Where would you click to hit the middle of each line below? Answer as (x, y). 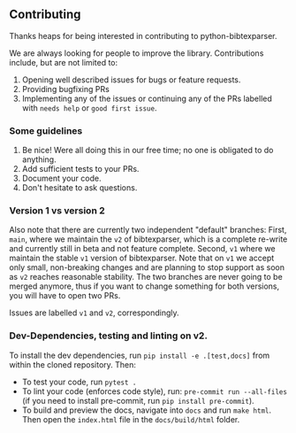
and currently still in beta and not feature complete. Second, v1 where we (142, 249)
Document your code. (61, 178)
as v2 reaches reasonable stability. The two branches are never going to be (146, 277)
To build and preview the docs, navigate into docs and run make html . (147, 410)
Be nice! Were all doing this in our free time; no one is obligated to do (148, 151)
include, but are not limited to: (64, 62)
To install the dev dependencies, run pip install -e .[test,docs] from (140, 355)
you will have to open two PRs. (65, 296)
